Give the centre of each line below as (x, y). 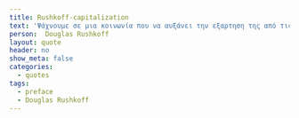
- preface (35, 91)
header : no (29, 51)
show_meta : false (41, 59)
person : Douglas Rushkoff (59, 34)
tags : (19, 83)
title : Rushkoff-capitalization (69, 17)
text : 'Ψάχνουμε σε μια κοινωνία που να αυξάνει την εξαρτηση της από (143, 26)
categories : (31, 67)
